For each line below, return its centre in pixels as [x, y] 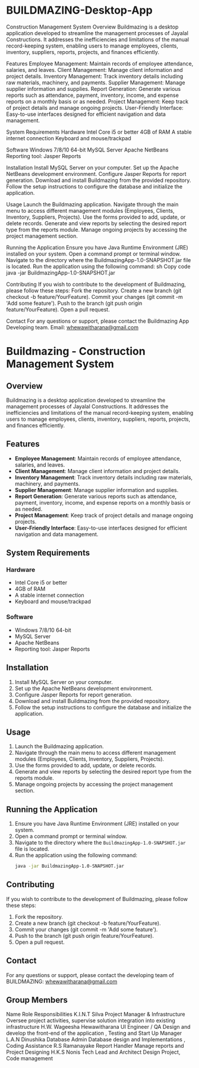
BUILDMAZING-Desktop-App [79, 10]
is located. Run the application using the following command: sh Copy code [99, 266]
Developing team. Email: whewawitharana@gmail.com [72, 327]
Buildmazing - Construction [76, 352]
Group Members [37, 1000]
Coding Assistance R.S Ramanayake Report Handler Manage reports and [95, 1046]
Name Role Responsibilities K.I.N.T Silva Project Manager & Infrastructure [96, 1015]
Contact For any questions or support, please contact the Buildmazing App [98, 321]
